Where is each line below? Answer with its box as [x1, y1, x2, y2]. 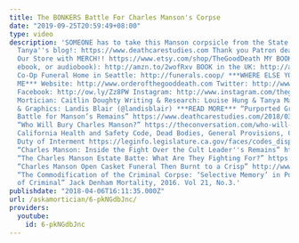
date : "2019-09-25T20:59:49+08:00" [9, 21, 141, 30]
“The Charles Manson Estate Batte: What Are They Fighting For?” [17, 153, 265, 163]
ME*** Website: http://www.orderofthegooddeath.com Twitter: [17, 79, 249, 88]
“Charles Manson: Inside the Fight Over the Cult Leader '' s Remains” [17, 145, 280, 154]
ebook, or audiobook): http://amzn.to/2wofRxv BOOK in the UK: [17, 63, 256, 72]
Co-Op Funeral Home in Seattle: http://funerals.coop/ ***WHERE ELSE [17, 71, 280, 80]
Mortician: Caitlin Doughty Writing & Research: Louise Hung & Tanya [17, 95, 280, 105]
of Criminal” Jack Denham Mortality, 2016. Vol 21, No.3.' [17, 179, 241, 188]
